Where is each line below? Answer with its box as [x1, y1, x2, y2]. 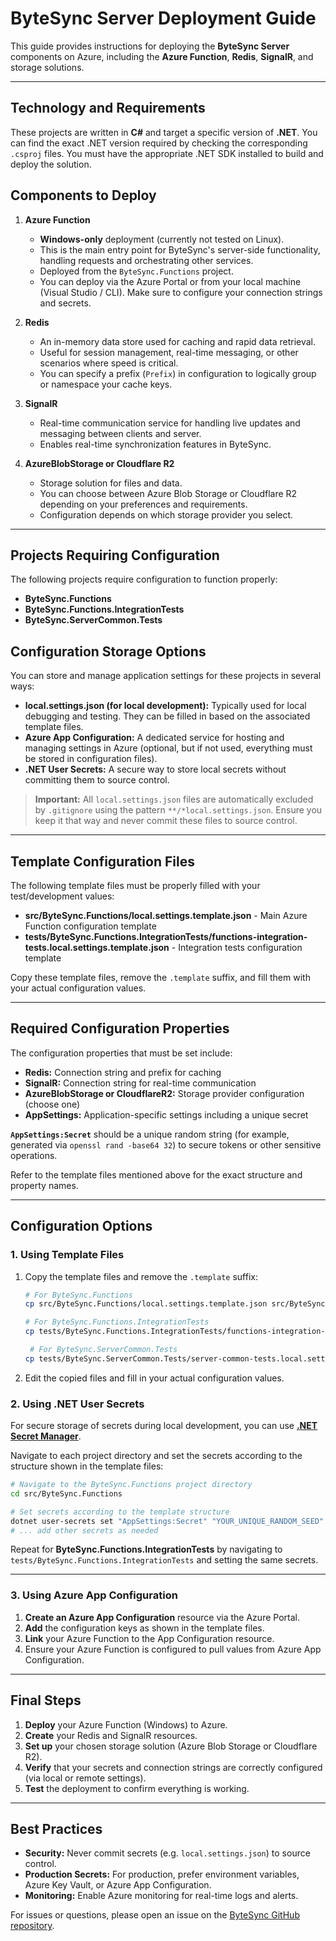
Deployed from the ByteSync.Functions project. [39, 265, 234, 277]
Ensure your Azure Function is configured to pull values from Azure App [24, 1643, 322, 1655]
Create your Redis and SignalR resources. [24, 1729, 198, 1741]
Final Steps [10, 1692, 82, 1709]
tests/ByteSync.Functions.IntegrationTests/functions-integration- [24, 931, 308, 942]
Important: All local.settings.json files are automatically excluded [34, 793, 314, 806]
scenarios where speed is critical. [39, 357, 179, 369]
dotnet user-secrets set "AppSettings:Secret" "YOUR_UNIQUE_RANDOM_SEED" [10, 1516, 325, 1526]
